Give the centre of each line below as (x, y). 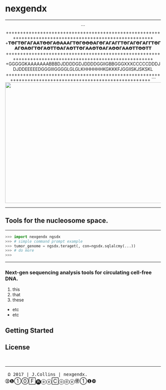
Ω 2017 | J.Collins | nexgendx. (48, 374)
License (18, 347)
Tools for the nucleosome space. (57, 221)
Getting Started (29, 330)
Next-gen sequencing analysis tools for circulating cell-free (79, 273)
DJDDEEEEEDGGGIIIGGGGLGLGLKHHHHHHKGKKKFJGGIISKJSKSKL (83, 69)
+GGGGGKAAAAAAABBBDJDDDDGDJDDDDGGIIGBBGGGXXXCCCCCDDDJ (83, 64)
